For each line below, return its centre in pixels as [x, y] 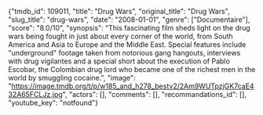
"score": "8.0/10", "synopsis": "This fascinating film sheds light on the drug [130, 28]
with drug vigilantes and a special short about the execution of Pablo [119, 61]
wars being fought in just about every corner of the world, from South [121, 36]
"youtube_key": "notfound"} [53, 102]
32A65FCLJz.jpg [35, 94]
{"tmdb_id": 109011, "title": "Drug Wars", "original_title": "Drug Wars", [119, 11]
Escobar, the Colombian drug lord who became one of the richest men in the [132, 69]
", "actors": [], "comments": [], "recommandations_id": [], [155, 94]
